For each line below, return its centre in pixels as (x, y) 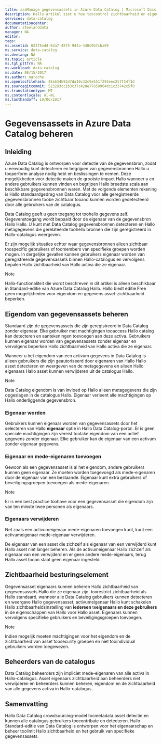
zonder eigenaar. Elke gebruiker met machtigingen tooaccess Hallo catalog (80, 331)
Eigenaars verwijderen (32, 519)
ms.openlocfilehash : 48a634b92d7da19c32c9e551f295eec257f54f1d (70, 81)
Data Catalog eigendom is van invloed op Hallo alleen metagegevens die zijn (81, 390)
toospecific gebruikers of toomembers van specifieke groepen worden (75, 249)
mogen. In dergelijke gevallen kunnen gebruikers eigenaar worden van (75, 254)
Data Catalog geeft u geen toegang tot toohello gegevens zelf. (67, 214)
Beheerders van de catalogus (50, 662)
